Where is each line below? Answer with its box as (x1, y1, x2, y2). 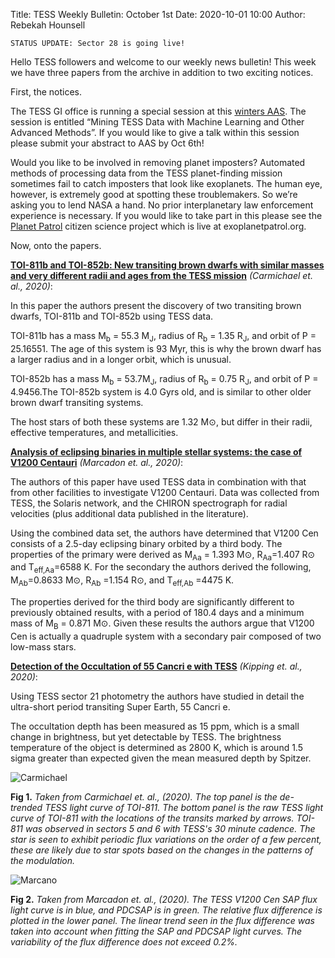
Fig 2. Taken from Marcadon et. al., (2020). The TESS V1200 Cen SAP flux (10, 893, 318, 905)
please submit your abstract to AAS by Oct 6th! (10, 137, 205, 149)
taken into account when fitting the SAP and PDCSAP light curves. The (10, 925, 303, 937)
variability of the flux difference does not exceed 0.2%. (10, 935, 238, 948)
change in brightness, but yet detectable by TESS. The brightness (10, 730, 282, 743)
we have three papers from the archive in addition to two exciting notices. (10, 67, 314, 78)
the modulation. (10, 854, 76, 866)
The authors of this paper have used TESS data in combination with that (10, 475, 307, 488)
